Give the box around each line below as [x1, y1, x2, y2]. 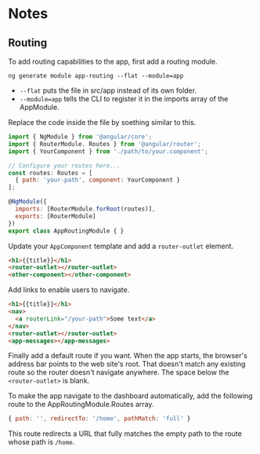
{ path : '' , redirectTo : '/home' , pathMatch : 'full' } [8, 415, 191, 423]
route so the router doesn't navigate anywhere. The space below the [8, 368, 229, 377]
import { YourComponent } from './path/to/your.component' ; [8, 147, 209, 156]
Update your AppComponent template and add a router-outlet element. [8, 241, 233, 251]
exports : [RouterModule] [15, 212, 96, 220]
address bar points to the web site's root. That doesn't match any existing [8, 359, 246, 369]
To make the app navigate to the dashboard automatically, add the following [8, 391, 253, 401]
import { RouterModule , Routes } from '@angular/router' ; [8, 140, 201, 148]
